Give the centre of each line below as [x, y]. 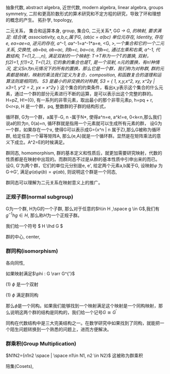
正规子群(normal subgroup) [39, 197]
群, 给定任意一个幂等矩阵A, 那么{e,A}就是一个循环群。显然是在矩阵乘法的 [81, 136]
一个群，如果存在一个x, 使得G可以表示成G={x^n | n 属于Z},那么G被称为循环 [83, 130]
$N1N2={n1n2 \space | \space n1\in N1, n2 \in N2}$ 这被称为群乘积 [74, 356]
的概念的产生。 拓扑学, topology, [39, 20]
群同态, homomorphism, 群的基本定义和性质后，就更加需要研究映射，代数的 [84, 153]
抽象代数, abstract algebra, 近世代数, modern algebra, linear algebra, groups [84, 7]
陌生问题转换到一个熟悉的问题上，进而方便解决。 [61, 329]
